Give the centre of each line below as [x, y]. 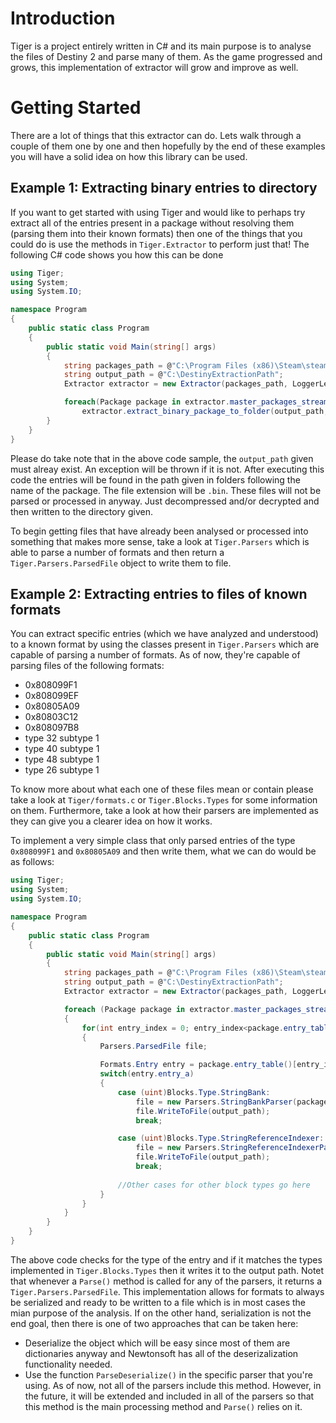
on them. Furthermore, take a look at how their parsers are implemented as [164, 811]
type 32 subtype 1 [62, 738]
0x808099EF [52, 696]
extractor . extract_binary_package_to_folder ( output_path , [205, 412]
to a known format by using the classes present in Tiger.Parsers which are [165, 644]
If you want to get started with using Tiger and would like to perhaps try [158, 212]
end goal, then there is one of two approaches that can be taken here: [154, 1323]
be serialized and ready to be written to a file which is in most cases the [158, 1302]
